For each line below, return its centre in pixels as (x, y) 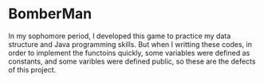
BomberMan (50, 14)
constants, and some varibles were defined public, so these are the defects (132, 61)
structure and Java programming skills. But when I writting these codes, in (130, 44)
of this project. (32, 69)
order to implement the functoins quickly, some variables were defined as (129, 53)
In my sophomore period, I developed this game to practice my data (120, 36)
